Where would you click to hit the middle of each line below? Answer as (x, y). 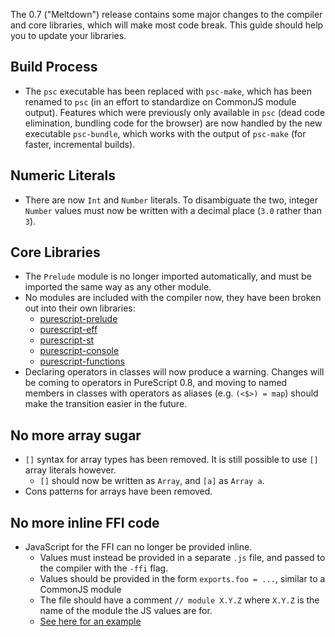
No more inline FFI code (85, 522)
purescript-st (67, 340)
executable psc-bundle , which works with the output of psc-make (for (165, 133)
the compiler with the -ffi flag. (104, 568)
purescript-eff (68, 330)
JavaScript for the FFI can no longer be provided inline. (138, 547)
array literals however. (70, 470)
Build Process (54, 67)
